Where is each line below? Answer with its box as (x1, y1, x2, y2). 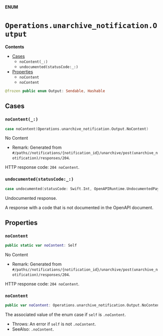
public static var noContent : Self (5, 243, 77, 248)
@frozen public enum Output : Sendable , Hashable (5, 88, 105, 93)
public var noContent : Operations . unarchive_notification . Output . (5, 303, 142, 308)
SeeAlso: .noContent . (12, 326, 54, 332)
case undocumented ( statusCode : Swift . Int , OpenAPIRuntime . (5, 186, 127, 191)
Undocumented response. (5, 195, 57, 201)
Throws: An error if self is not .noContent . (12, 321, 96, 327)
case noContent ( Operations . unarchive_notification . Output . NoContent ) (5, 126, 149, 131)
